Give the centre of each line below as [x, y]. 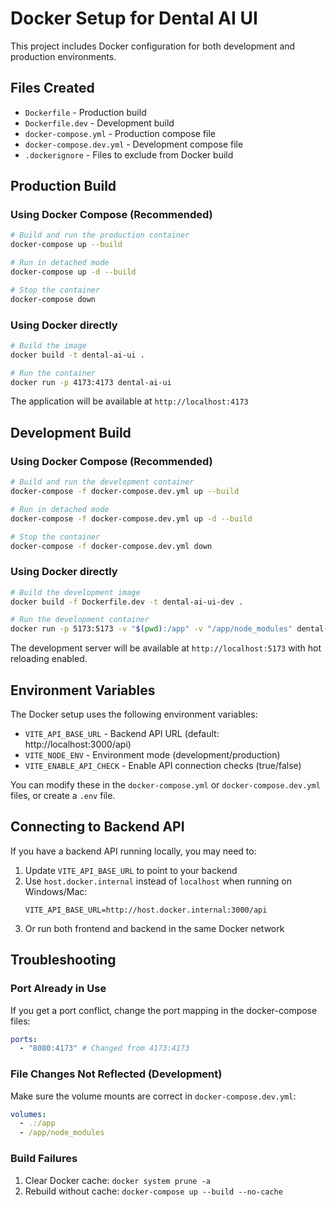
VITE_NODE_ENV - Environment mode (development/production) [152, 755]
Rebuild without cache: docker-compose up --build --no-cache [153, 1191]
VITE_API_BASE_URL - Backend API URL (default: [122, 734]
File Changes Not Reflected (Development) [116, 1074]
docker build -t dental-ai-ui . [77, 355]
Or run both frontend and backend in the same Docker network [154, 928]
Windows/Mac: [56, 891]
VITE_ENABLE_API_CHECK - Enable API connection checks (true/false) [163, 766]
